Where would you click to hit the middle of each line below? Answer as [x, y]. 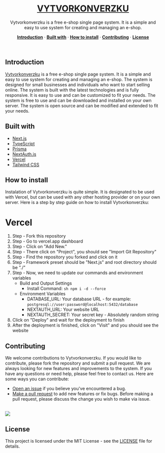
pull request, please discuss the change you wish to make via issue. [81, 399]
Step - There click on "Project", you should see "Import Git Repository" [84, 252]
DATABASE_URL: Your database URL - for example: [79, 299]
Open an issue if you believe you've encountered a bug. [69, 389]
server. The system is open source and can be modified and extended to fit [82, 105]
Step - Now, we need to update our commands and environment [78, 273]
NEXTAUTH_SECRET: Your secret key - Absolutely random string [93, 315]
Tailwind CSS [26, 165]
